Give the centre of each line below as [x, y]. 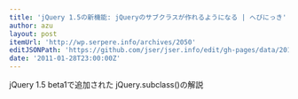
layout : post [33, 34]
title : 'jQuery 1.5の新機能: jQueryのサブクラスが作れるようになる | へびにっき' [148, 17]
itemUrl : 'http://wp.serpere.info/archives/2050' [103, 42]
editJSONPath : [35, 50]
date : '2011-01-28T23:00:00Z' [65, 58]
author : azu [31, 26]
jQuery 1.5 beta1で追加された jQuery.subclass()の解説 [106, 84]
